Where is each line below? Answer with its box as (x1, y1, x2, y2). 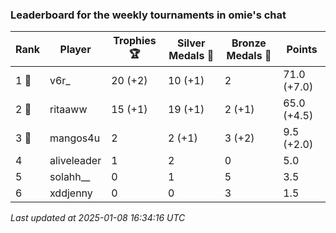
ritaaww (49, 103, 88, 117)
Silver (176, 36, 206, 50)
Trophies (113, 34, 157, 48)
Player (59, 42, 92, 56)
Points (286, 42, 318, 56)
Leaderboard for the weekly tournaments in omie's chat (10, 8, 287, 22)
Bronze (231, 36, 267, 50)
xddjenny (49, 186, 93, 200)
